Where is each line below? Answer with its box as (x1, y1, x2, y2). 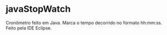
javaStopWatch (6, 3, 71, 15)
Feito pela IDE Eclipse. (6, 25, 52, 31)
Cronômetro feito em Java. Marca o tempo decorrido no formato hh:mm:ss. (6, 20, 162, 26)
